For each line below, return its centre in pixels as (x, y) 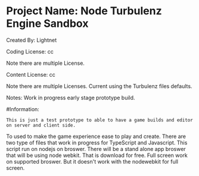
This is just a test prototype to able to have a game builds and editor (100, 120)
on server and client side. (41, 125)
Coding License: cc (30, 51)
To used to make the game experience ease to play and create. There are (96, 136)
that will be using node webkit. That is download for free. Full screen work (97, 155)
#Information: (23, 109)
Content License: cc (31, 74)
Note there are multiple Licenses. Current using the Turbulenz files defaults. (99, 86)
